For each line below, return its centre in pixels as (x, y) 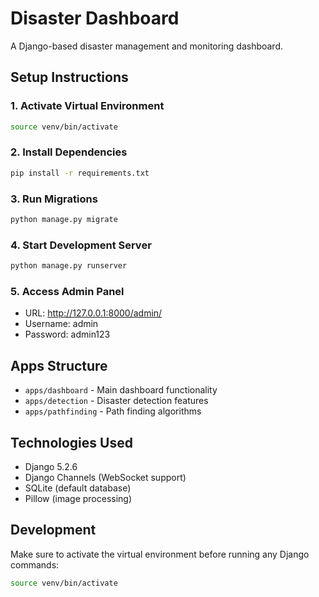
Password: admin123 (67, 334)
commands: (35, 564)
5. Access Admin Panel (67, 291)
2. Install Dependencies (69, 152)
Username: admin (61, 324)
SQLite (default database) (78, 488)
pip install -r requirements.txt (80, 173)
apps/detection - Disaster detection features (116, 401)
